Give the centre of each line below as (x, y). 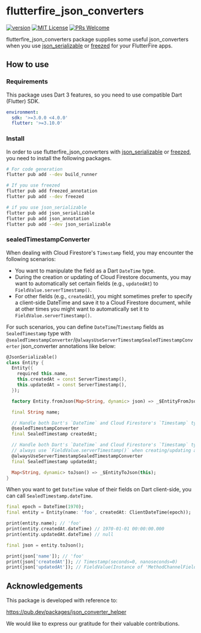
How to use (28, 64)
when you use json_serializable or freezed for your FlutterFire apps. (89, 46)
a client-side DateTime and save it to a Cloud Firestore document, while (103, 302)
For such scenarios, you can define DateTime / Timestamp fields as (85, 327)
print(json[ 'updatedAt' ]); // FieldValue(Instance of (75, 567)
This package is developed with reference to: (62, 601)
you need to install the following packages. (59, 158)
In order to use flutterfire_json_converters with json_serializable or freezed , (99, 152)
